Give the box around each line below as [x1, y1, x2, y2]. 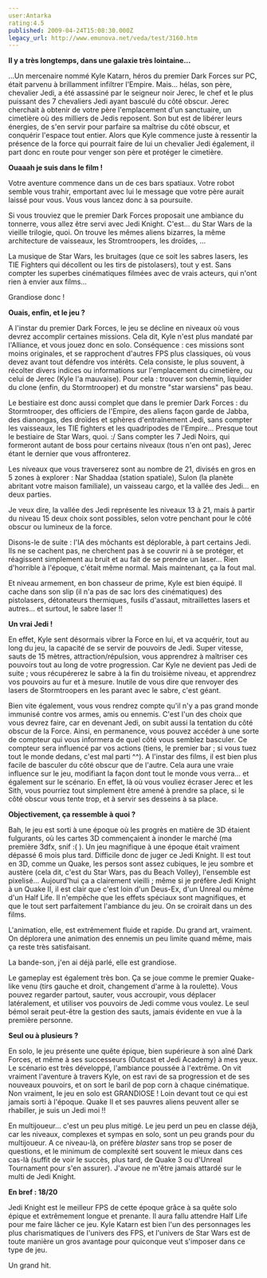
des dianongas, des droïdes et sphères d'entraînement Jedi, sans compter [8, 415, 253, 425]
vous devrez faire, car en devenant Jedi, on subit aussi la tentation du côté [8, 718, 253, 728]
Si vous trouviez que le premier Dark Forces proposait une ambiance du [8, 210, 244, 220]
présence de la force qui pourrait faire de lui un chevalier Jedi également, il [8, 139, 255, 148]
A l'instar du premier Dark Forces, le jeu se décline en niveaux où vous [8, 324, 240, 333]
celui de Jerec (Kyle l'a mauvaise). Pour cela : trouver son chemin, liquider [8, 374, 253, 383]
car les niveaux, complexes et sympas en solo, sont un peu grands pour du [8, 1130, 255, 1139]
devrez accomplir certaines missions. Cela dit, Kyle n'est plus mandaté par [8, 332, 253, 341]
